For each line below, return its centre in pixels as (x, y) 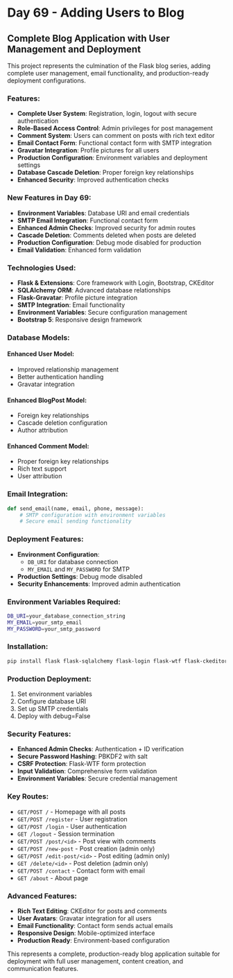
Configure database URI (52, 701)
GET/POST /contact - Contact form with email (81, 871)
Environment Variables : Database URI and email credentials (103, 213)
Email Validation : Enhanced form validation (79, 250)
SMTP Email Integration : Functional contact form (87, 220)
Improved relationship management (68, 369)
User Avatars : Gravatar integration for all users (84, 918)
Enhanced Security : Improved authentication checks (93, 180)
